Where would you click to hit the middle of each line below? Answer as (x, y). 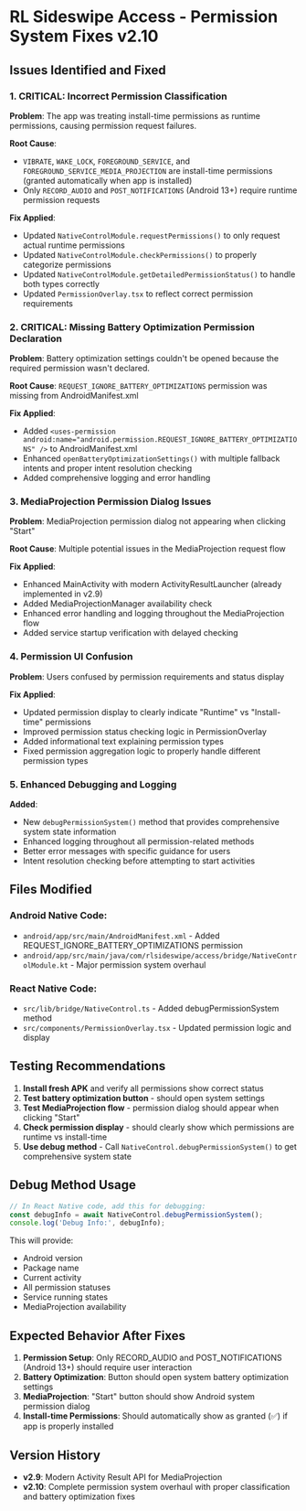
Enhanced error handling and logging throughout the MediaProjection (153, 614)
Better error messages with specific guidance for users (127, 852)
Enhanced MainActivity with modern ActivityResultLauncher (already (152, 584)
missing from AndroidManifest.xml (74, 396)
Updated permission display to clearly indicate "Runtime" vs (136, 712)
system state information (69, 832)
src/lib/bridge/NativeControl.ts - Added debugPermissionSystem (151, 1009)
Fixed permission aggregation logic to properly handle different (142, 751)
